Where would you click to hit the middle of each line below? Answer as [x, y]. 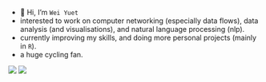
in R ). [28, 46]
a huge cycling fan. [51, 55]
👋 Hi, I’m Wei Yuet [49, 12]
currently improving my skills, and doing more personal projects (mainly [138, 37]
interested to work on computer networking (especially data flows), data [139, 21]
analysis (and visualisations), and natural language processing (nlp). [132, 29]
